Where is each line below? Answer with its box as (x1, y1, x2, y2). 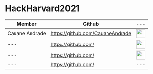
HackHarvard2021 (5, 3, 80, 14)
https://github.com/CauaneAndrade (50, 30, 132, 37)
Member (16, 20, 37, 27)
